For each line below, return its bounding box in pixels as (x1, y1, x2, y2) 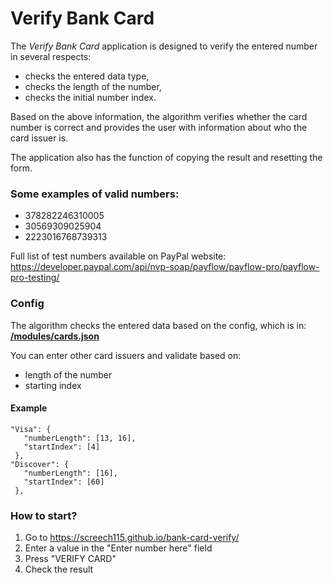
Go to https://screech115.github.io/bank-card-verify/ (24, 532, 240, 544)
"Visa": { (10, 424, 52, 434)
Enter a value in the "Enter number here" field (24, 542, 213, 554)
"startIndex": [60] (23, 477, 105, 487)
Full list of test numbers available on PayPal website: (10, 250, 227, 262)
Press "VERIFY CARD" (24, 553, 117, 565)
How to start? (10, 508, 78, 522)
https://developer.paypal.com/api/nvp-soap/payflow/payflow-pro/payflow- (10, 261, 320, 273)
